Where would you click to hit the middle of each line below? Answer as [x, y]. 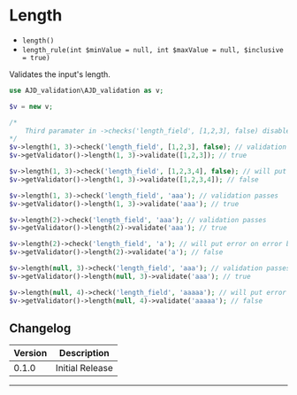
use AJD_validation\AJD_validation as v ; [87, 90]
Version [30, 353]
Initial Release [84, 368]
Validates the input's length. [60, 74]
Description [84, 353]
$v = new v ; [31, 106]
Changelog [40, 328]
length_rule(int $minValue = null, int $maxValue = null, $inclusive [153, 50]
